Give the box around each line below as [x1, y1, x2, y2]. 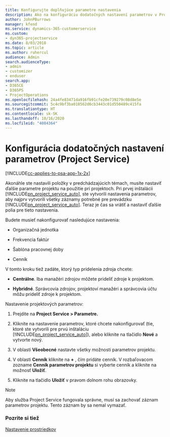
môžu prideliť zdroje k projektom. [12, 291, 82, 297]
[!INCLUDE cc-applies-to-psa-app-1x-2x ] [5, 170, 91, 176]
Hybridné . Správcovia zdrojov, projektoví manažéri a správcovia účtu [12, 285, 157, 292]
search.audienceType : [5, 59, 51, 64]
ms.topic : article [5, 45, 44, 50]
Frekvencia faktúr [12, 237, 50, 243]
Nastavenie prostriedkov [5, 426, 57, 432]
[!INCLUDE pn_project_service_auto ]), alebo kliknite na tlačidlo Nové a [12, 331, 158, 338]
